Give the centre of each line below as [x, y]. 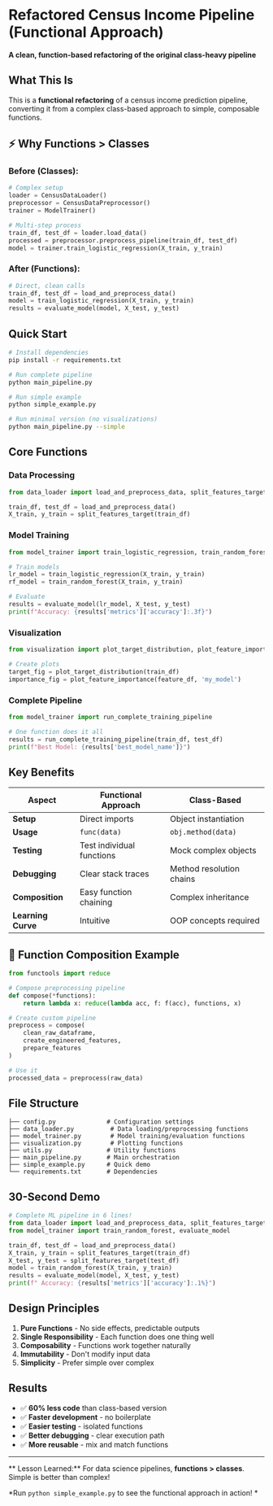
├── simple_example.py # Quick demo [80, 1165]
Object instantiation [207, 819]
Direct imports [107, 819]
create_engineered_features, [72, 1041]
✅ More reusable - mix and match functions [94, 1444]
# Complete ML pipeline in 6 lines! [70, 1216]
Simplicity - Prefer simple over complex [87, 1362]
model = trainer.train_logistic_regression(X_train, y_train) [116, 248]
